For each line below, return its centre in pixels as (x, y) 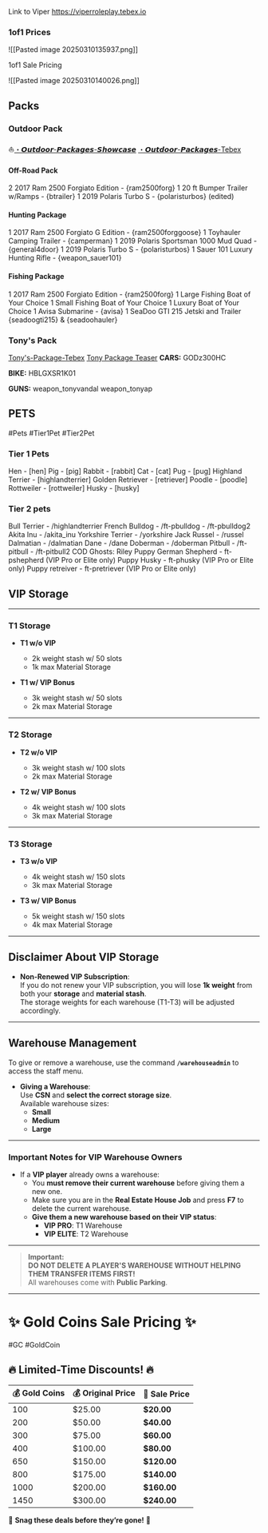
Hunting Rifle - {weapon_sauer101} (65, 258)
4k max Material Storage (72, 925)
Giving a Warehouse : (55, 1086)
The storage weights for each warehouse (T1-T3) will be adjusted (127, 1001)
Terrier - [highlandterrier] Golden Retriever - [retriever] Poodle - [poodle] (128, 480)
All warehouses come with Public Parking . (98, 1282)
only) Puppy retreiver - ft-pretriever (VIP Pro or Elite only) (102, 569)
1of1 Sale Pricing (35, 65)
